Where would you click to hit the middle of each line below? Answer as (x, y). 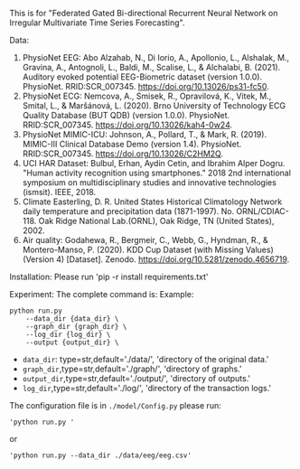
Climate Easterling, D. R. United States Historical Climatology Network (152, 202)
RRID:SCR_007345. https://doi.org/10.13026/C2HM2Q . (123, 154)
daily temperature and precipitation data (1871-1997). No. (128, 211)
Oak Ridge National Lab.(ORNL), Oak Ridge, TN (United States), (156, 221)
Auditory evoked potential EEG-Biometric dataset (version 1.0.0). (142, 77)
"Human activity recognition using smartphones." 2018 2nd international (157, 173)
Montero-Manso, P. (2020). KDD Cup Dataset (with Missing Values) (148, 249)
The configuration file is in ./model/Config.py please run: (115, 405)
